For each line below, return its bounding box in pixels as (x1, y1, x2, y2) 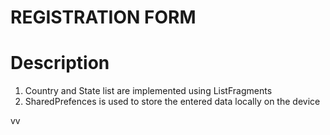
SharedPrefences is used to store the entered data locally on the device (24, 96, 321, 108)
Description (10, 52, 110, 75)
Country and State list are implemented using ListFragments (24, 85, 273, 97)
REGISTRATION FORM (10, 6, 197, 29)
